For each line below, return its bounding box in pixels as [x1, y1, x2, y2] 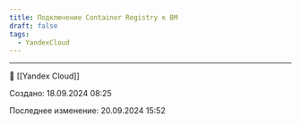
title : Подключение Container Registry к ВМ [9, 12, 178, 22]
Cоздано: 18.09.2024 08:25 [9, 88, 112, 99]
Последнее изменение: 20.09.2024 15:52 [9, 105, 166, 116]
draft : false [9, 21, 58, 30]
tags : [9, 29, 30, 38]
